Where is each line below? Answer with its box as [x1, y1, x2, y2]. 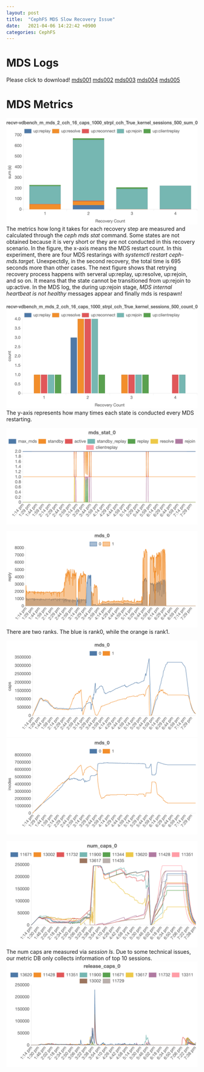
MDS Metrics [6, 98, 73, 112]
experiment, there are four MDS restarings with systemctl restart [6, 251, 168, 258]
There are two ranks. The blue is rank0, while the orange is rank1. [6, 628, 170, 636]
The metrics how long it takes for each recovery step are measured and [6, 225, 186, 233]
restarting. [6, 416, 32, 423]
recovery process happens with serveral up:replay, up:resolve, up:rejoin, [6, 271, 188, 278]
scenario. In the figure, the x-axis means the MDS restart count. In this [6, 244, 182, 252]
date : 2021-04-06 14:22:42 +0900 [6, 23, 97, 29]
